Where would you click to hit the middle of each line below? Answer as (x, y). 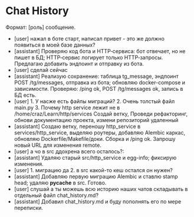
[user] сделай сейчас (41, 70)
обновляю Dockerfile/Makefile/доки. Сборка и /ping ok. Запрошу (95, 139)
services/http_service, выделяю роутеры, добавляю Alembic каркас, (100, 132)
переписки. (29, 208)
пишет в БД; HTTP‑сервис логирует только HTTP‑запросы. (88, 57)
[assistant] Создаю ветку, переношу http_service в (77, 126)
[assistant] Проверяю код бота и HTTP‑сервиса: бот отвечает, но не (100, 51)
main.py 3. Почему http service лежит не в (67, 107)
